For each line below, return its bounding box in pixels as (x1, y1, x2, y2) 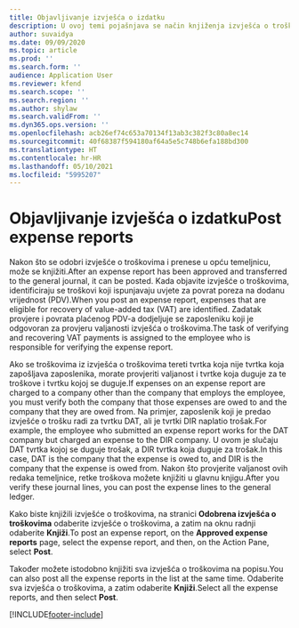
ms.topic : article (9, 46, 77, 55)
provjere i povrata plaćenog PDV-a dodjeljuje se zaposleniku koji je (9, 313, 254, 325)
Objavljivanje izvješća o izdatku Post (9, 208, 282, 229)
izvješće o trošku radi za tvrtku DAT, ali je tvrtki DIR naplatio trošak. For (9, 415, 267, 427)
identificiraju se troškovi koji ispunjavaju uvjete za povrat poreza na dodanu (9, 286, 285, 296)
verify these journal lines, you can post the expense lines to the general (9, 482, 271, 493)
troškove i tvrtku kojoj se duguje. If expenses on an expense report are (9, 378, 266, 389)
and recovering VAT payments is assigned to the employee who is (9, 333, 251, 343)
